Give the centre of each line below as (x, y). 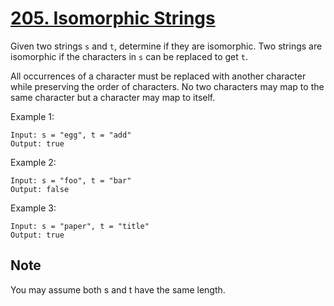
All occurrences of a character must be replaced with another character (158, 76)
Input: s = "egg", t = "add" (71, 135)
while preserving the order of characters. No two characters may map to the (167, 86)
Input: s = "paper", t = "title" (80, 226)
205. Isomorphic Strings (113, 18)
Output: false (40, 189)
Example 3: (33, 208)
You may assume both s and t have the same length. (118, 289)
